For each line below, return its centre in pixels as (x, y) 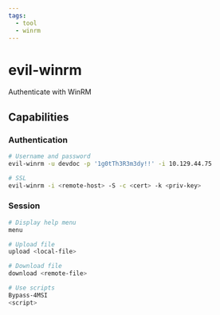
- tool (26, 23)
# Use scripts (32, 288)
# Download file (35, 266)
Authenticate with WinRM (50, 92)
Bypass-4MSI (28, 295)
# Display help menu (43, 222)
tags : (17, 16)
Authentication (38, 140)
